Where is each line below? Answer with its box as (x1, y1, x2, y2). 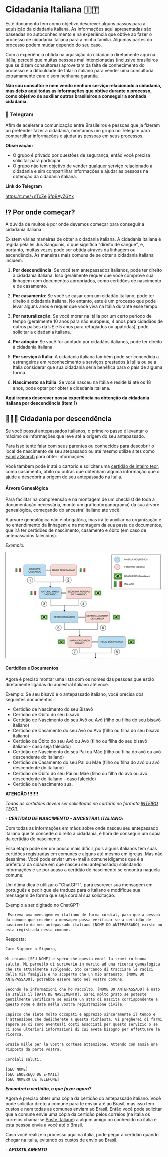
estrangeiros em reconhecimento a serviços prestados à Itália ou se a (12, 359, 157, 365)
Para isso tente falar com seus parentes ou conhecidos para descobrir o (5, 443, 154, 449)
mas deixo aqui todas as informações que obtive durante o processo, (5, 88, 152, 94)
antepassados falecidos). (5, 533, 58, 539)
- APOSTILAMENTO (5, 1146, 47, 1152)
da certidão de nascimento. (5, 836, 62, 842)
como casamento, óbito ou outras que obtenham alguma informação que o (5, 468, 160, 474)
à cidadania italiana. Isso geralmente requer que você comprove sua (12, 272, 154, 279)
